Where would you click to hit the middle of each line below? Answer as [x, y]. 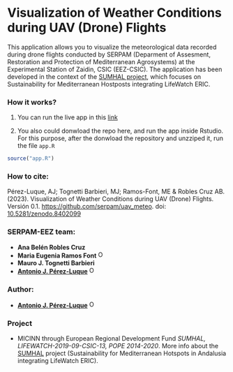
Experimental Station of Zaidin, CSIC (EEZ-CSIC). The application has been [115, 69]
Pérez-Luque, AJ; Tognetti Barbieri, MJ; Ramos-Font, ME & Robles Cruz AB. [116, 192]
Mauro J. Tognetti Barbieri [56, 262]
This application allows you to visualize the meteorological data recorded [112, 47]
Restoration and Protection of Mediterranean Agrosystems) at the [101, 61]
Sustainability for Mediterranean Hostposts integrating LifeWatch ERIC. [109, 84]
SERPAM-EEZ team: [41, 232]
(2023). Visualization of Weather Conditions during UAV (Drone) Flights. [111, 199]
